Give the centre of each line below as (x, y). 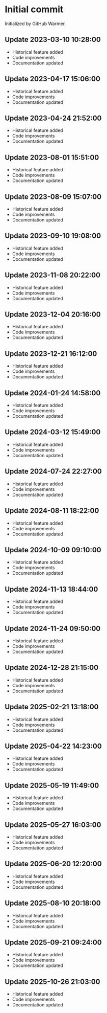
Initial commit (34, 9)
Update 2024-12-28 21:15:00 (52, 668)
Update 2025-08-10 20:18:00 (53, 903)
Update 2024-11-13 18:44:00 (51, 589)
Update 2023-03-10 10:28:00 (53, 40)
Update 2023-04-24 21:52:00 (53, 118)
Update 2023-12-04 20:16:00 (53, 315)
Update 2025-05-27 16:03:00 (53, 825)
